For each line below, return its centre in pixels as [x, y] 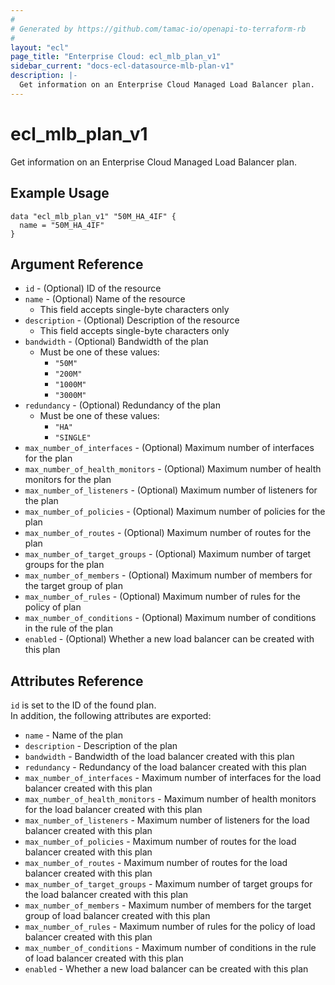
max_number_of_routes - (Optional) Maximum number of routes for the [168, 533]
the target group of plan [73, 586]
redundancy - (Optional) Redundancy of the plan [122, 405]
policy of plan [53, 607]
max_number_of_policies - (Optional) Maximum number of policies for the [175, 512]
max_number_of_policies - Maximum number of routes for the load [160, 842]
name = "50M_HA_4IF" [62, 225]
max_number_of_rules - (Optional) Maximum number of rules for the [162, 597]
